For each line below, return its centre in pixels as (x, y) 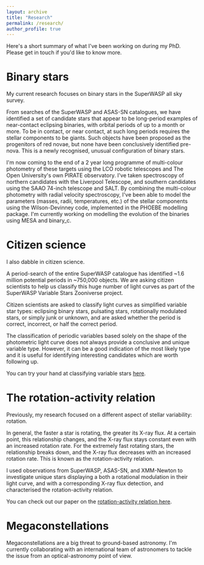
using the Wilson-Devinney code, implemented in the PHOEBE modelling (97, 208)
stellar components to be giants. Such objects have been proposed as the (99, 138)
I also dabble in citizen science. (46, 262)
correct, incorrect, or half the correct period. (62, 324)
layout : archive (27, 12)
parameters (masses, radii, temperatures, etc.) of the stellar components (97, 201)
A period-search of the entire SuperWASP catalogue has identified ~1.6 (95, 274)
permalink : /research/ (35, 23)
